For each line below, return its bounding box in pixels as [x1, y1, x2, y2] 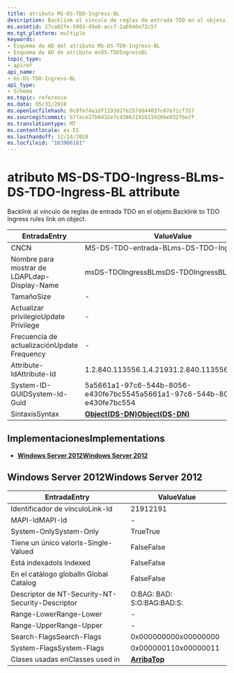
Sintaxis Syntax [10, 409, 59, 419]
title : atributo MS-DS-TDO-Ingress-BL [7, 10, 120, 17]
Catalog [10, 578, 37, 587]
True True [130, 526, 160, 536]
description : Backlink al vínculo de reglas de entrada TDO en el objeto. [7, 17, 229, 24]
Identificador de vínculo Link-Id [10, 504, 113, 514]
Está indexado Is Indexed [10, 557, 91, 567]
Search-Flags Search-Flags [10, 631, 102, 641]
